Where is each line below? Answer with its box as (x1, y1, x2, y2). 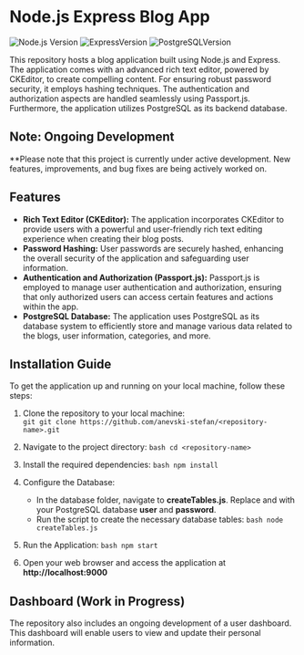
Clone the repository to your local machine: (22, 408, 185, 419)
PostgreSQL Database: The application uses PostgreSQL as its (22, 310, 260, 321)
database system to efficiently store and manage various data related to (22, 320, 293, 331)
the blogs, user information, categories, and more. (22, 330, 211, 341)
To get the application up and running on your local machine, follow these (9, 380, 286, 391)
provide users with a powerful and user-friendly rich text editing (22, 224, 263, 234)
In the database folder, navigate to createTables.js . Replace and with (35, 494, 296, 505)
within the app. (22, 301, 79, 312)
